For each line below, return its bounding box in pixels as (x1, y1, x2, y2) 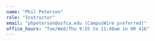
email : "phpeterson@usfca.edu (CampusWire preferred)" (6, 20, 147, 26)
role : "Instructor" (6, 14, 55, 20)
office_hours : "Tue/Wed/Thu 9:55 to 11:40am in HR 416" (6, 25, 150, 32)
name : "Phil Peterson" (6, 8, 63, 15)
